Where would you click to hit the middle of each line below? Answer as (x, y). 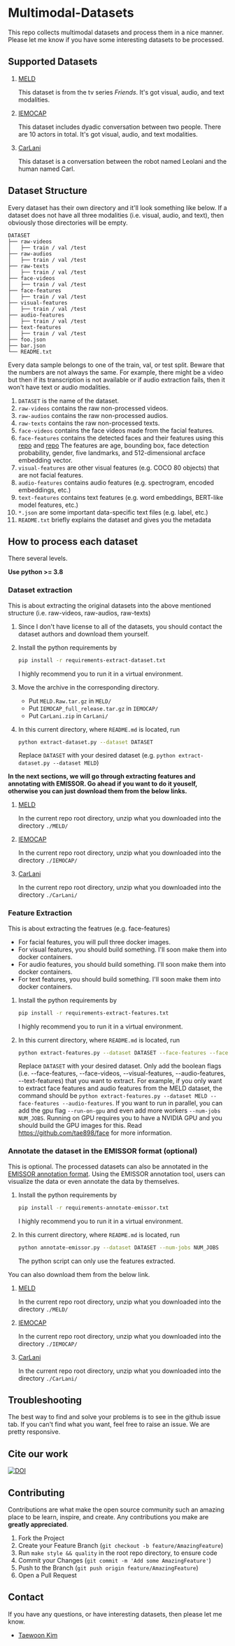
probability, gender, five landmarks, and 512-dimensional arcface (112, 452)
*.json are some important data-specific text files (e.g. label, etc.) (113, 512)
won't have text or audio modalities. (59, 387)
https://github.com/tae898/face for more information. (95, 1133)
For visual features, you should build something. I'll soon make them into (122, 949)
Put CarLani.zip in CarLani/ (68, 716)
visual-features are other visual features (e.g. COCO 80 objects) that (119, 468)
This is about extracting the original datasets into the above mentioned (110, 605)
